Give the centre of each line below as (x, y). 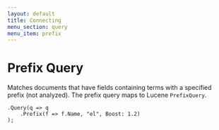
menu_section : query (38, 27)
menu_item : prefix (34, 33)
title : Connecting (34, 20)
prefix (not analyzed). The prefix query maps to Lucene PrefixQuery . (107, 95)
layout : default (31, 14)
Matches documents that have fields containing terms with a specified (109, 88)
